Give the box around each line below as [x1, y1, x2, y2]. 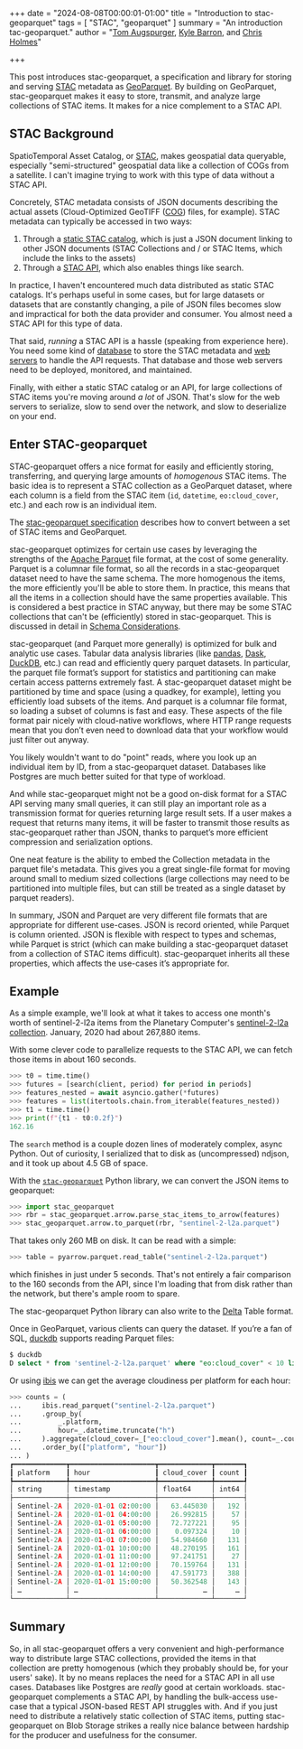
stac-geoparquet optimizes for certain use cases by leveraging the [9, 544, 258, 555]
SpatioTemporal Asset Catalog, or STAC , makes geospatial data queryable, [9, 150, 287, 161]
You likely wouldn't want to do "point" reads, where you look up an [9, 752, 257, 762]
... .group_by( [9, 1409, 83, 1418]
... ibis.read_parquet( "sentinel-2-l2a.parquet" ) [9, 1400, 216, 1410]
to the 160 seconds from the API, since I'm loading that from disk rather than [9, 1278, 293, 1290]
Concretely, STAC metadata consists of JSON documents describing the [9, 196, 278, 207]
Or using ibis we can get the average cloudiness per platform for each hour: [9, 1375, 291, 1386]
